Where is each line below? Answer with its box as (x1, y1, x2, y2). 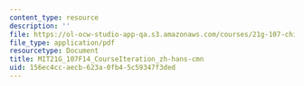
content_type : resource (9, 13, 100, 22)
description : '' (9, 21, 71, 30)
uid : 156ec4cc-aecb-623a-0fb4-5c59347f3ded (9, 64, 176, 73)
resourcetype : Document (9, 47, 100, 56)
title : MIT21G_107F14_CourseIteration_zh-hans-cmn (9, 55, 204, 64)
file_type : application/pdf (9, 38, 116, 47)
